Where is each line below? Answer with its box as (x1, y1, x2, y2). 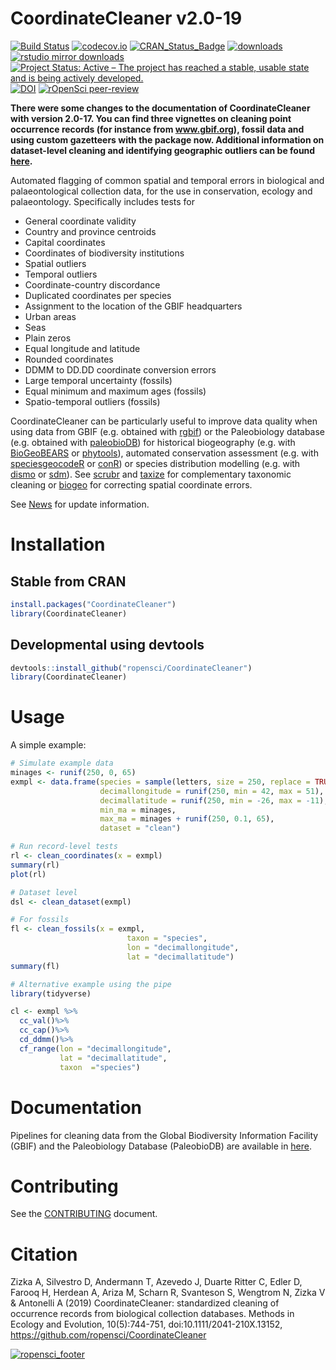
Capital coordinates (24, 236, 106, 248)
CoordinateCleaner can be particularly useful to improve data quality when (10, 415, 318, 427)
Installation (10, 533, 106, 556)
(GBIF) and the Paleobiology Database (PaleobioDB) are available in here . (10, 1140, 313, 1152)
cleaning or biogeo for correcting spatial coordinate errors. (10, 478, 253, 491)
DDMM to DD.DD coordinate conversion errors (24, 363, 217, 376)
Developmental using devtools (10, 637, 205, 654)
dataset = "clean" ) (99, 823, 182, 834)
